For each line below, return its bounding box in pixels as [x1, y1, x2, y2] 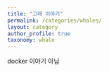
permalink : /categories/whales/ [7, 17, 102, 24]
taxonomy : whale [7, 37, 55, 44]
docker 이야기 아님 [7, 57, 60, 66]
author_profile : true [7, 30, 71, 37]
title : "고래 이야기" [7, 10, 63, 18]
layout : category [7, 23, 58, 30]
